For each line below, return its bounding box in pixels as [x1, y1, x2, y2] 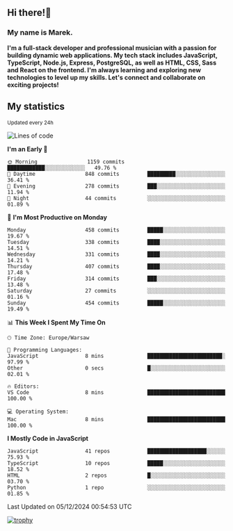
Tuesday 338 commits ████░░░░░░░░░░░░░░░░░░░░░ [7, 238, 226, 245]
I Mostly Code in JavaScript [7, 434, 89, 442]
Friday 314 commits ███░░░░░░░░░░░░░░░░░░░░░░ [7, 275, 226, 282]
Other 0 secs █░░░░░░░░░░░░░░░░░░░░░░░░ [7, 364, 226, 372]
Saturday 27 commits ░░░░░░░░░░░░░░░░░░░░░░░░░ [7, 287, 226, 294]
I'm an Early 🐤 [7, 145, 48, 153]
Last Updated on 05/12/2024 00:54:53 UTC [7, 502, 132, 511]
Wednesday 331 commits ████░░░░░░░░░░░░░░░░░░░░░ [7, 251, 226, 258]
